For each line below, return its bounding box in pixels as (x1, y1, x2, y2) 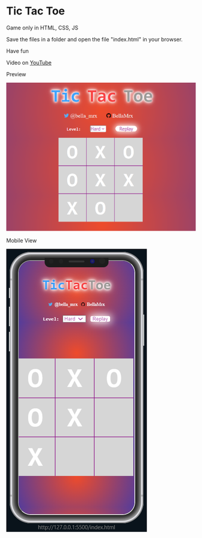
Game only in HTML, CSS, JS (6, 24, 79, 31)
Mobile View (6, 237, 37, 244)
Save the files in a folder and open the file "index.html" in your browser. (6, 35, 183, 43)
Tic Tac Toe (6, 4, 65, 18)
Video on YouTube (6, 59, 52, 66)
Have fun (6, 47, 29, 55)
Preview (6, 70, 26, 77)
